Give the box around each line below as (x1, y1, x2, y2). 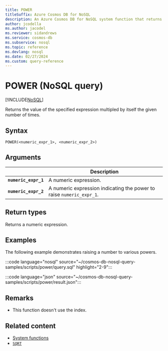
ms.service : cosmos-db (5, 36, 52, 41)
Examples (5, 236, 36, 245)
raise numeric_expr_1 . (48, 191, 99, 198)
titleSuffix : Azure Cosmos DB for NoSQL (5, 12, 91, 17)
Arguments (5, 153, 41, 162)
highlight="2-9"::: (76, 264, 112, 270)
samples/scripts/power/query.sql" (5, 264, 75, 270)
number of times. (5, 112, 41, 118)
